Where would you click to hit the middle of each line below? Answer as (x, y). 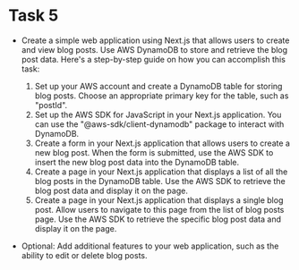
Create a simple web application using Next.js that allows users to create (155, 40)
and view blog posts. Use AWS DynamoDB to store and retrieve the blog (154, 49)
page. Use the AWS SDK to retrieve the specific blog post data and (158, 219)
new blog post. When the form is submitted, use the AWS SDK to (154, 152)
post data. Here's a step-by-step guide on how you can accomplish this (153, 59)
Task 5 (34, 16)
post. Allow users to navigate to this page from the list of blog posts (159, 209)
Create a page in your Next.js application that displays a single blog (159, 200)
